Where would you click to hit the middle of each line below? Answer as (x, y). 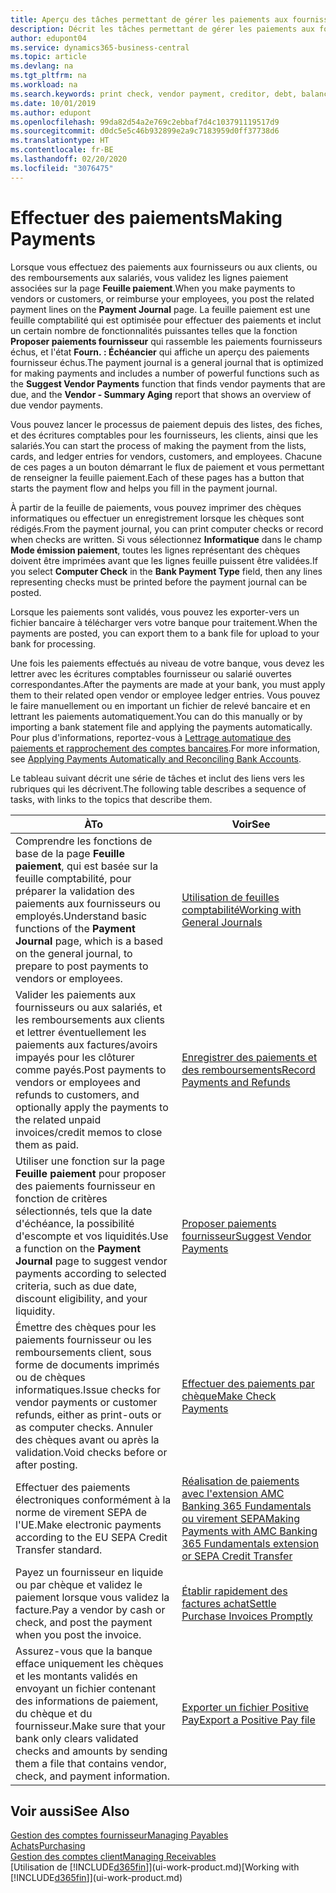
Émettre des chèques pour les (86, 1327)
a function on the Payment (78, 1248)
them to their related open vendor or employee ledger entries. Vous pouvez (165, 695)
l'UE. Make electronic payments (88, 1524)
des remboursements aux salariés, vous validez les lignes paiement (149, 277)
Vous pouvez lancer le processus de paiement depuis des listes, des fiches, (166, 424)
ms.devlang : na (42, 66)
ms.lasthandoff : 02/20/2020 (69, 159)
